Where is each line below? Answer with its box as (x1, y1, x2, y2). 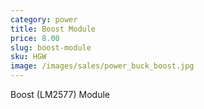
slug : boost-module (10, 42, 92, 53)
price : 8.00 (10, 33, 60, 43)
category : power (10, 14, 78, 25)
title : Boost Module (10, 24, 97, 34)
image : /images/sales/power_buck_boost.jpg (10, 61, 195, 71)
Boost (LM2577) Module (10, 89, 110, 100)
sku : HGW (10, 52, 47, 62)
